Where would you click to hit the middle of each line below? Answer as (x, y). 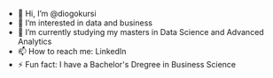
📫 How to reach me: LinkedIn (72, 51)
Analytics (35, 41)
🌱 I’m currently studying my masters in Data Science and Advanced (140, 32)
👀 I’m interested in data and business (85, 23)
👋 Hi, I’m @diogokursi (57, 14)
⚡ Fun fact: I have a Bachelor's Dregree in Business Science (127, 64)
